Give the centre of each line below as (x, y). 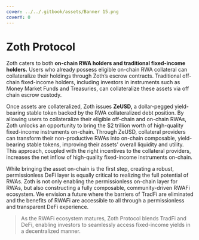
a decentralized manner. (50, 231)
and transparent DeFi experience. (48, 207)
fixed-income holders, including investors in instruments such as (100, 82)
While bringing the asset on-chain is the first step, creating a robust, (90, 169)
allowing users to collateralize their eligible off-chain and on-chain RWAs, (96, 119)
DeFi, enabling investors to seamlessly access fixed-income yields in (105, 225)
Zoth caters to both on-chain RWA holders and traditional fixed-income (96, 63)
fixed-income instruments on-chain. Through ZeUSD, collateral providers (96, 132)
